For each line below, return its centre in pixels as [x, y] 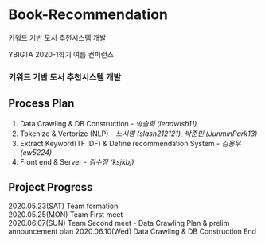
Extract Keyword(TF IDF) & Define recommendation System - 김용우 [130, 143]
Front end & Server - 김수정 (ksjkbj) [77, 161]
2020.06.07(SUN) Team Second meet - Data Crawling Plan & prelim [119, 223]
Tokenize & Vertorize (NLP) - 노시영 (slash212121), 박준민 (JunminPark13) [138, 134]
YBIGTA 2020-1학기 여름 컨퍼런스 [61, 54]
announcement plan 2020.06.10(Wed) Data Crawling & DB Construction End [132, 231]
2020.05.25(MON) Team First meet [66, 215]
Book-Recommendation [88, 15]
